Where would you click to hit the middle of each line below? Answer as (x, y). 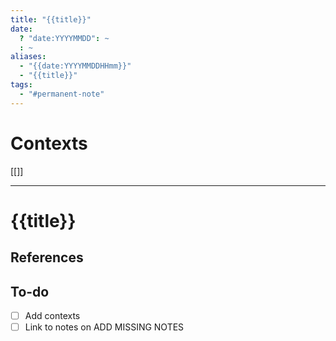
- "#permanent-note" (62, 94)
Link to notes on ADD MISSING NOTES (104, 327)
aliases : (28, 57)
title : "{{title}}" (51, 19)
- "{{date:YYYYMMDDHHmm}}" (75, 66)
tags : (21, 85)
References (47, 257)
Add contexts (52, 315)
